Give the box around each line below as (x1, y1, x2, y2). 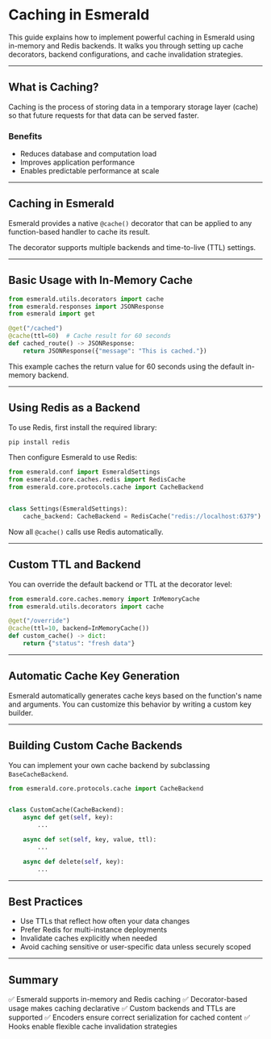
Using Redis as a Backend (8, 401, 140, 415)
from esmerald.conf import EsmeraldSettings (8, 468, 161, 477)
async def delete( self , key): (23, 857, 125, 866)
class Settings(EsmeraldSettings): (8, 505, 128, 513)
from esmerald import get (8, 310, 95, 318)
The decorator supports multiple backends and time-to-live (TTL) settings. (8, 242, 256, 252)
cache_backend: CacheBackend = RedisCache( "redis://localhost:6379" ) (23, 512, 262, 520)
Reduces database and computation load (19, 149, 157, 159)
